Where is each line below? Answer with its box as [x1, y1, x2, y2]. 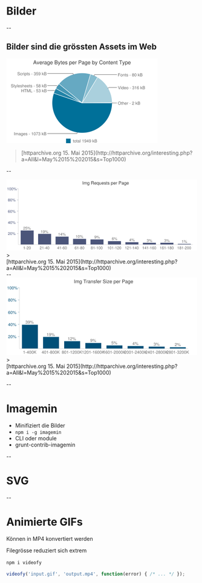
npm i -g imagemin [15, 429, 62, 436]
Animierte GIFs [6, 515, 83, 529]
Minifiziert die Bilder [15, 422, 65, 429]
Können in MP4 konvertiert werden [6, 535, 93, 542]
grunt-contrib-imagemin [15, 441, 76, 448]
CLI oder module [15, 434, 57, 442]
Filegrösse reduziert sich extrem [6, 547, 87, 554]
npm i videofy [6, 559, 42, 565]
